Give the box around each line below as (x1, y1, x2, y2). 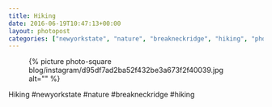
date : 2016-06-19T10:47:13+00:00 (8, 19, 121, 28)
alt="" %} (28, 74, 61, 83)
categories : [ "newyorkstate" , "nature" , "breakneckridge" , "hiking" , (8, 34, 249, 43)
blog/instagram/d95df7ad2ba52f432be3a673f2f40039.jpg (28, 66, 224, 75)
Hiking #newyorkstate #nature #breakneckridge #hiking (8, 90, 195, 100)
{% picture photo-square (28, 57, 112, 66)
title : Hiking (8, 11, 57, 20)
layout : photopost (8, 27, 70, 35)
